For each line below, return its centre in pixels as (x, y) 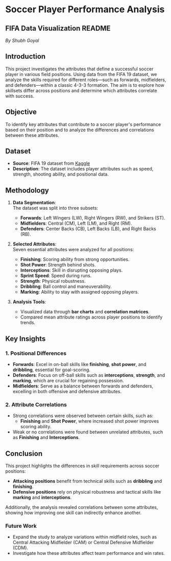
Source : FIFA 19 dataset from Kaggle (51, 163)
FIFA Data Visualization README (58, 28)
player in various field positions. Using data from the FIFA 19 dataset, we (81, 74)
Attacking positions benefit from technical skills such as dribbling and (87, 481)
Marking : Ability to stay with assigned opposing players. (80, 292)
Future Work (21, 526)
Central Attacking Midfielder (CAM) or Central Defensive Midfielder (83, 543)
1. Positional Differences (36, 353)
